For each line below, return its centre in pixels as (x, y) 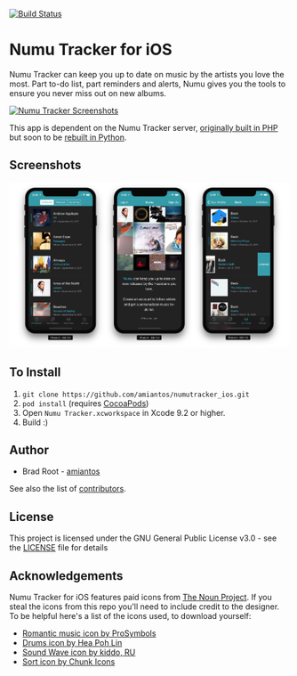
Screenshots (45, 165)
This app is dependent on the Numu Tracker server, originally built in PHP (144, 127)
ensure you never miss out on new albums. (88, 93)
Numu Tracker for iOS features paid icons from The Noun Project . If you (141, 598)
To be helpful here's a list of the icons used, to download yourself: (130, 616)
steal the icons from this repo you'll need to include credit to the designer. (144, 607)
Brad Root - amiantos (61, 471)
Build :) (35, 422)
